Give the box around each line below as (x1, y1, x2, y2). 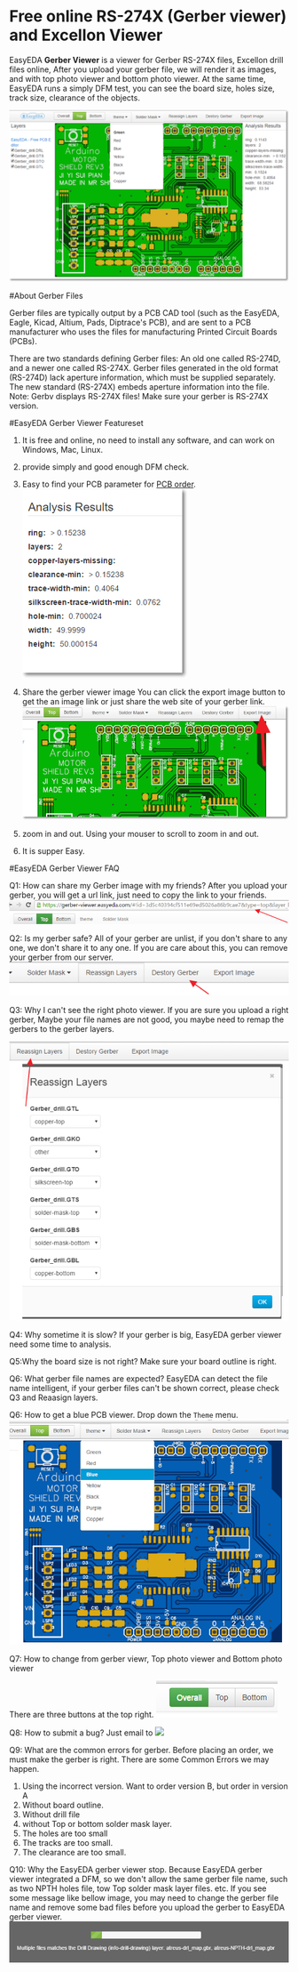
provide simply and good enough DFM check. (21, 462, 189, 472)
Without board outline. (21, 1799, 105, 1810)
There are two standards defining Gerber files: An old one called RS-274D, (9, 353, 281, 364)
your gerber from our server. (9, 952, 114, 962)
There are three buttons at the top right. (9, 1709, 154, 1719)
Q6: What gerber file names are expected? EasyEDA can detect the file (9, 1373, 268, 1384)
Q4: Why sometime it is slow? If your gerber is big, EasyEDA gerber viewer (9, 1330, 282, 1340)
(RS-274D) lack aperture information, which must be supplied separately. (9, 372, 277, 383)
